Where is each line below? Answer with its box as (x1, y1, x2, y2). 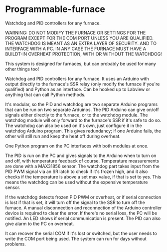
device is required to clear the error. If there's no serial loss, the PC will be (5, 210, 158, 216)
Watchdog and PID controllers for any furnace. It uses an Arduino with (5, 75, 150, 81)
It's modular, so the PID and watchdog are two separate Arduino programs (5, 101, 158, 107)
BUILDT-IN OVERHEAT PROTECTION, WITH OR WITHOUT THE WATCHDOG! (5, 51, 162, 57)
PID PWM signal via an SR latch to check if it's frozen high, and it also (5, 168, 148, 174)
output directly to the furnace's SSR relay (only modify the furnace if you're (5, 81, 160, 87)
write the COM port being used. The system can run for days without (5, 235, 147, 241)
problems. (5, 241, 26, 247)
